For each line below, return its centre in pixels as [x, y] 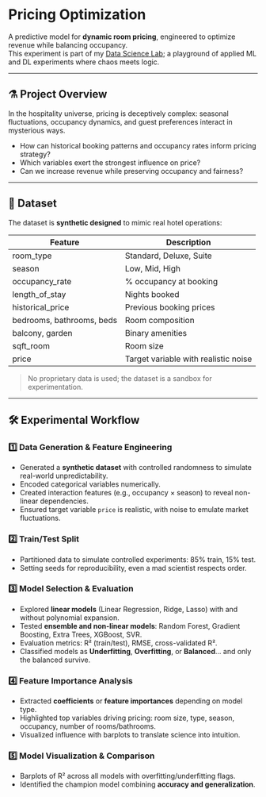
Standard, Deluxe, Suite [168, 256]
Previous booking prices [170, 307]
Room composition [160, 320]
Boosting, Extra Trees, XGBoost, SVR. [81, 634]
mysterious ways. [37, 130]
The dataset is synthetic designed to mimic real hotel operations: [115, 222]
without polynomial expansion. [70, 618]
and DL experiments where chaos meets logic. [84, 62]
